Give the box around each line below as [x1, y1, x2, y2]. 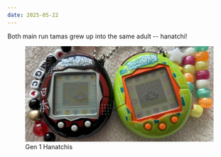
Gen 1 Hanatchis [25, 142, 73, 151]
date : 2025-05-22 [7, 11, 59, 18]
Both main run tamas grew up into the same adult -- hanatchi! [7, 32, 188, 40]
